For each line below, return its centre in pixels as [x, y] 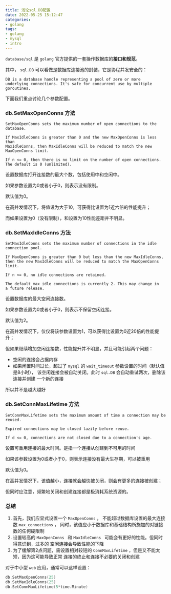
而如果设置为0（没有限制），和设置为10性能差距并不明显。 [66, 218]
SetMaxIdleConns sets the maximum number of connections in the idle [81, 244]
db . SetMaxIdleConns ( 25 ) [31, 582]
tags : [11, 29]
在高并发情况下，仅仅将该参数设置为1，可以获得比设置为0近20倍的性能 [80, 331]
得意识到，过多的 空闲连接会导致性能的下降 [58, 544]
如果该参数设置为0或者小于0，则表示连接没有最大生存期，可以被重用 [78, 459]
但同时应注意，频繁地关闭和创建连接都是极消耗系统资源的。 [68, 491]
